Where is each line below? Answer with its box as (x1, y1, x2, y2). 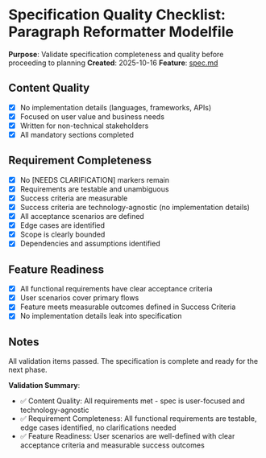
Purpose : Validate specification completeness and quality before (8, 49, 224, 59)
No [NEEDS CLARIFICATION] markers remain (19, 175, 170, 184)
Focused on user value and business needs (19, 111, 165, 122)
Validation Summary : (8, 381, 81, 390)
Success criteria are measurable (19, 193, 128, 203)
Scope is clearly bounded (19, 229, 106, 239)
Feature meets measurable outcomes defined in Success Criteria (19, 302, 236, 312)
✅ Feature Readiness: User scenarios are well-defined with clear (19, 431, 235, 441)
